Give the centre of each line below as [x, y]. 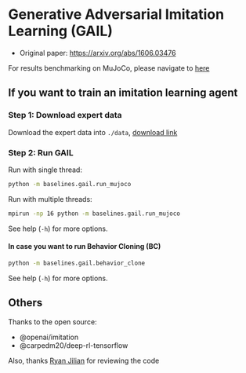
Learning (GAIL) [61, 31]
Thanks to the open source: [52, 322]
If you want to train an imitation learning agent [123, 93]
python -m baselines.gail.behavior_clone [77, 263]
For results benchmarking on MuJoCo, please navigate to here [109, 68]
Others [25, 303]
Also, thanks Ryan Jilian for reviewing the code [84, 360]
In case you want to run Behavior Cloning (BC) [85, 247]
